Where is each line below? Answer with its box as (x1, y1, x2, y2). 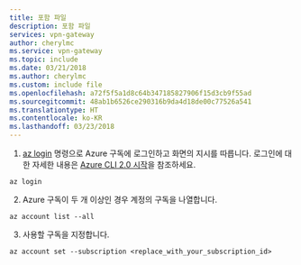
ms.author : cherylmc (9, 72, 87, 81)
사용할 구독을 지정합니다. (22, 229, 110, 240)
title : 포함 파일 (9, 13, 68, 23)
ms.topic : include (9, 55, 78, 64)
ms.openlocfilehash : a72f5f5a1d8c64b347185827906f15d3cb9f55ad (9, 88, 252, 97)
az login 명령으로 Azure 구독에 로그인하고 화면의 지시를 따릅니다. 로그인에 (22, 148, 283, 159)
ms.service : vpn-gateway (9, 47, 103, 56)
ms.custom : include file (9, 80, 103, 89)
